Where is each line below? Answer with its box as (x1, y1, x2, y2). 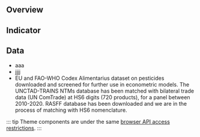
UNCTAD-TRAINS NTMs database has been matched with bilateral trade (14, 87, 194, 94)
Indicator (6, 25, 41, 35)
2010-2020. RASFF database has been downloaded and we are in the (14, 100, 187, 107)
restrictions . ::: (6, 124, 42, 132)
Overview (6, 5, 44, 15)
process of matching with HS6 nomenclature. (14, 106, 127, 114)
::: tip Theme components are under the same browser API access (6, 118, 170, 125)
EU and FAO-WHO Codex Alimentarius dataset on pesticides (14, 75, 165, 82)
